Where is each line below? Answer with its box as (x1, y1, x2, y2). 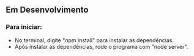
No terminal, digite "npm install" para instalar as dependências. (14, 36, 174, 44)
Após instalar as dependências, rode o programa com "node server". (14, 43, 188, 50)
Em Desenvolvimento (6, 5, 89, 15)
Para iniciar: (6, 23, 42, 31)
